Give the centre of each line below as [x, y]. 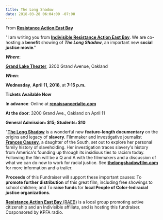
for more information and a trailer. [39, 168]
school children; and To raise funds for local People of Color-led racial [77, 187]
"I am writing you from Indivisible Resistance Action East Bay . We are [76, 37]
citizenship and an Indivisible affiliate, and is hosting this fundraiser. [73, 207]
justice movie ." [21, 47]
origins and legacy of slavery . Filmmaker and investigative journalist [74, 137]
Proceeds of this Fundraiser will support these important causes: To [74, 177]
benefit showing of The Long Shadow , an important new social [89, 42]
